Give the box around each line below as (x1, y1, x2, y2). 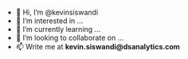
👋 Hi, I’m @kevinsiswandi (15, 8, 99, 17)
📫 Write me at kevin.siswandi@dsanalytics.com (15, 42, 181, 51)
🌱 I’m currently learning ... (15, 25, 101, 33)
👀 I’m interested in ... (15, 16, 84, 26)
